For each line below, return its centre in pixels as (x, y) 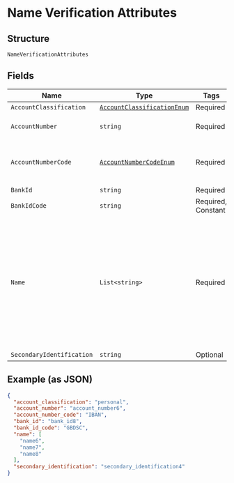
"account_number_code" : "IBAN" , (61, 415)
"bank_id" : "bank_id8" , (48, 422)
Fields (21, 76)
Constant (211, 210)
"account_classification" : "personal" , (71, 402)
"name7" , (32, 447)
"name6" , (32, 440)
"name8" (31, 454)
